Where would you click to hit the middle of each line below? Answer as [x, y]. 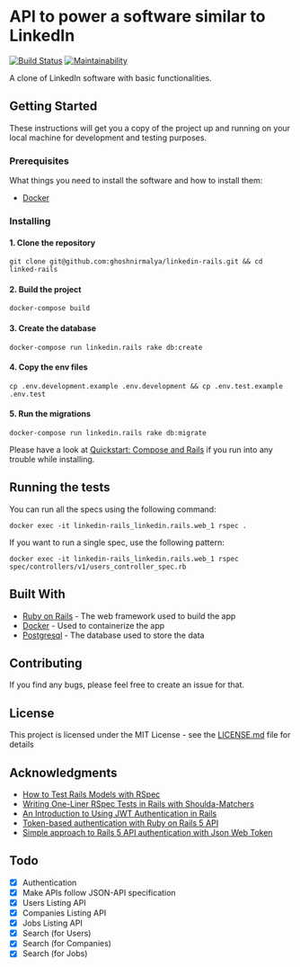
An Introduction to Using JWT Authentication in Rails [119, 814]
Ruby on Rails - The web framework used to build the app [129, 616]
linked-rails [34, 270]
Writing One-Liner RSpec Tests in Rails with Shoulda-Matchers [138, 804]
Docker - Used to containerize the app [93, 625]
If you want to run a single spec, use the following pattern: [117, 542]
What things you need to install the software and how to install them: [136, 181]
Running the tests [60, 488]
